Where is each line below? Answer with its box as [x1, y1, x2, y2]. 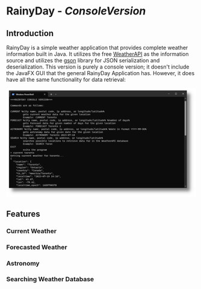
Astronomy [6, 259, 40, 267]
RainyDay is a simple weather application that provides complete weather [6, 44, 188, 51]
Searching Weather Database [6, 275, 94, 284]
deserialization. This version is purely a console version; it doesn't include [6, 63, 190, 70]
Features [6, 208, 40, 219]
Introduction [6, 28, 54, 38]
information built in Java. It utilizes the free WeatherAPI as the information [6, 50, 189, 58]
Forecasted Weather [6, 243, 67, 251]
